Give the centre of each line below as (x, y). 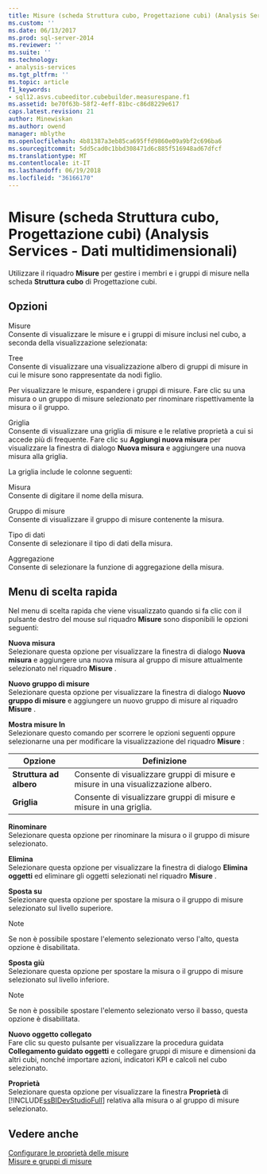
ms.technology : (33, 60)
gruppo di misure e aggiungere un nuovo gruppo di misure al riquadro (123, 701)
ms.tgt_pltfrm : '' (39, 75)
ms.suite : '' (30, 52)
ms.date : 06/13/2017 (43, 30)
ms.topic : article (39, 82)
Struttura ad (36, 774)
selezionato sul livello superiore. (61, 908)
